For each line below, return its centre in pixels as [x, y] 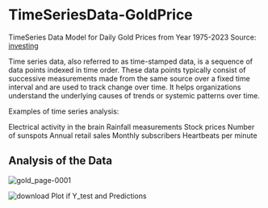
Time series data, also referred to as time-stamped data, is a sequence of [130, 61]
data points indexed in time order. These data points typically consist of [127, 69]
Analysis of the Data [61, 161]
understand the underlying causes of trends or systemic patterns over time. [134, 95]
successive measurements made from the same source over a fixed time [129, 78]
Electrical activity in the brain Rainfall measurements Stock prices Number [132, 127]
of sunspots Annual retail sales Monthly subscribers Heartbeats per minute [133, 135]
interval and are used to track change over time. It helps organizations [125, 87]
